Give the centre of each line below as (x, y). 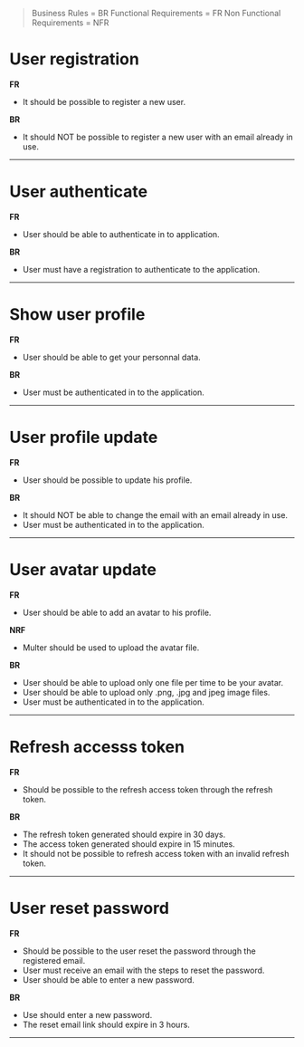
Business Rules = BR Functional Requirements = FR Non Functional (156, 13)
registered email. (54, 960)
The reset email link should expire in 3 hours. (106, 1024)
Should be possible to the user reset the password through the (139, 951)
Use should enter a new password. (87, 1014)
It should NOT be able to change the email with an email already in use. (155, 514)
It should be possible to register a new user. (104, 101)
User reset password (90, 908)
